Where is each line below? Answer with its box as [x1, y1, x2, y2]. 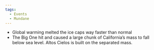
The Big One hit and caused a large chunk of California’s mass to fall [12, 34, 150, 40]
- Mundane [9, 16, 29, 21]
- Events [9, 12, 27, 17]
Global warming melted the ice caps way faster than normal [12, 30, 133, 35]
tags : [5, 7, 16, 12]
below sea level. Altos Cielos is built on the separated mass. [12, 40, 133, 46]
